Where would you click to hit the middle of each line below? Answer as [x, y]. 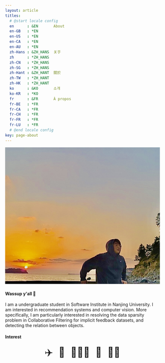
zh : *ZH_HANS [29, 57]
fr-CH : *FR [24, 114]
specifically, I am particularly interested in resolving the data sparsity [75, 315]
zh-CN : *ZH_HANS [29, 62]
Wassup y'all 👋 [20, 293]
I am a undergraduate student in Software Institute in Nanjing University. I [79, 305]
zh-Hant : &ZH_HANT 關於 [35, 73]
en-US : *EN [24, 36]
